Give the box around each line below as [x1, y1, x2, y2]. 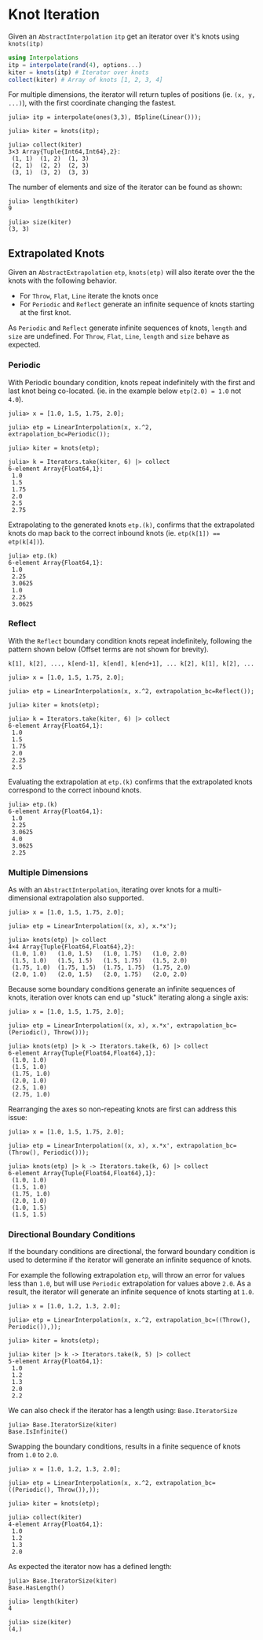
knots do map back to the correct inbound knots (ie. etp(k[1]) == [8, 528, 221, 537]
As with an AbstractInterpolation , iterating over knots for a [8, 885, 202, 895]
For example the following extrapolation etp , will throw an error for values [8, 1271, 246, 1280]
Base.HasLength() [8, 1584, 65, 1592]
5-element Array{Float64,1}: [8, 1357, 104, 1366]
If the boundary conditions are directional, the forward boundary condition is [8, 1247, 256, 1256]
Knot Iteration [8, 6, 100, 24]
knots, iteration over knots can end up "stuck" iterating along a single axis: [8, 993, 249, 1002]
